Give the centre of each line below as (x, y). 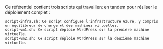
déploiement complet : (28, 12)
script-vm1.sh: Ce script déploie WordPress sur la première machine (77, 30)
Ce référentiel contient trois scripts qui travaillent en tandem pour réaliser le (81, 7)
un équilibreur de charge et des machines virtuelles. (62, 25)
